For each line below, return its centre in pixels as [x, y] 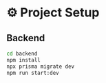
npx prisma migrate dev [41, 67]
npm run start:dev [33, 73]
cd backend [22, 54]
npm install [23, 60]
